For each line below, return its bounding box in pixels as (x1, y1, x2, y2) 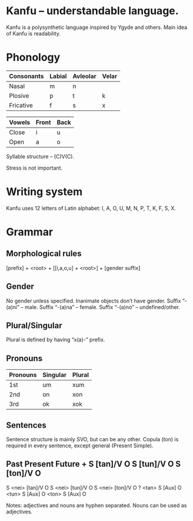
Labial (49, 72, 67, 80)
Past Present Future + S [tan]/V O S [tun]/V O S (6, 459, 181, 469)
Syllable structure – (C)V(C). (6, 152, 75, 160)
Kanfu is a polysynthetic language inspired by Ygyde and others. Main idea (6, 24, 188, 31)
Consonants (9, 72, 44, 80)
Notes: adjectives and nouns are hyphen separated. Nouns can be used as (6, 502, 187, 509)
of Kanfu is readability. (6, 30, 61, 37)
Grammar (6, 226, 54, 239)
